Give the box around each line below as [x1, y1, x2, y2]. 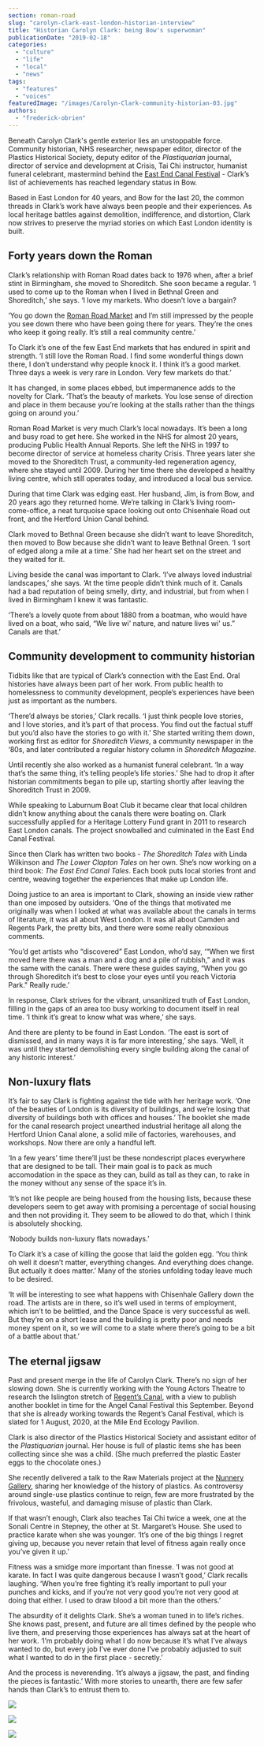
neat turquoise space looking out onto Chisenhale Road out [58, 505, 251, 515]
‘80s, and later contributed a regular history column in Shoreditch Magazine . [8, 744, 257, 754]
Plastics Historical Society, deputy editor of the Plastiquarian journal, [8, 152, 232, 162]
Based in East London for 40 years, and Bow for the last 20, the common [8, 192, 244, 202]
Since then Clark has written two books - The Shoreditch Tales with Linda [8, 849, 247, 858]
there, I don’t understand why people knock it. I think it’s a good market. [8, 359, 242, 369]
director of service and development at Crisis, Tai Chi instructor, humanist [8, 161, 247, 170]
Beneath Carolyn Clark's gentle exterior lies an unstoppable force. [8, 136, 223, 145]
